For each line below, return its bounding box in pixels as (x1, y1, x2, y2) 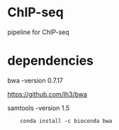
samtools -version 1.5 (7, 104, 70, 112)
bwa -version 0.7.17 (7, 76, 64, 85)
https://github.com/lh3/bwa (7, 90, 87, 98)
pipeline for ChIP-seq (7, 28, 69, 36)
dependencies (7, 53, 94, 69)
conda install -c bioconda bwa (20, 117, 113, 124)
